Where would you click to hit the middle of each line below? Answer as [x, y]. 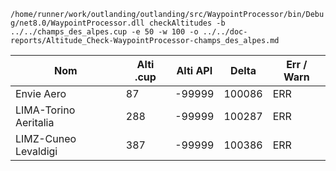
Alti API [194, 70]
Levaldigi [36, 151]
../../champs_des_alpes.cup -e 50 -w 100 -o [104, 32]
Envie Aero [41, 93]
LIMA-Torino [45, 110]
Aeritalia [35, 122]
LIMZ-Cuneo [46, 138]
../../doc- [225, 32]
